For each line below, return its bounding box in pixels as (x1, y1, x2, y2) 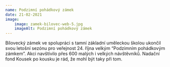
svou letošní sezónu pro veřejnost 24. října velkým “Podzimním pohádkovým (5, 45, 165, 51)
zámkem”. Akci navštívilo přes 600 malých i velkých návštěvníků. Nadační (5, 51, 160, 57)
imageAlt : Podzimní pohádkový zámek (14, 26, 93, 31)
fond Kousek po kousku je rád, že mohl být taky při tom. (5, 56, 123, 62)
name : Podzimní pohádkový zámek (5, 7, 74, 13)
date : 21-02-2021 (5, 12, 42, 17)
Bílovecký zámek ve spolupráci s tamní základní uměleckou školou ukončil (5, 40, 161, 46)
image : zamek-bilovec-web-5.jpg (14, 21, 83, 27)
